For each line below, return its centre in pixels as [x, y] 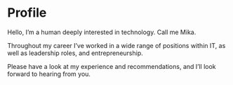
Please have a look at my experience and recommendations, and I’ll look [112, 66]
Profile [27, 13]
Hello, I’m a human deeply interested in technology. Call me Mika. [102, 32]
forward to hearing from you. [49, 74]
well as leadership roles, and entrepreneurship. [75, 53]
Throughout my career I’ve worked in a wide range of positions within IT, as [116, 45]
